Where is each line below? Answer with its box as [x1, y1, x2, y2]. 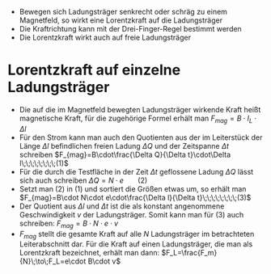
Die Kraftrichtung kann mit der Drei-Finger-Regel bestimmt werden [19, 24, 242, 33]
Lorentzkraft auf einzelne [7, 61, 181, 79]
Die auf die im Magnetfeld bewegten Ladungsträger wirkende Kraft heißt [19, 104, 261, 114]
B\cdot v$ [87, 256, 121, 266]
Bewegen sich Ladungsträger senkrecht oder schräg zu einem [19, 7, 228, 16]
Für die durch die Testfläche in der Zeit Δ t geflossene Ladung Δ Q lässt [19, 167, 254, 176]
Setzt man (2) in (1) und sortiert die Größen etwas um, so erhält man [19, 183, 247, 193]
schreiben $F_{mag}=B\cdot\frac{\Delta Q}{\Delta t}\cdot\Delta [19, 150, 231, 159]
